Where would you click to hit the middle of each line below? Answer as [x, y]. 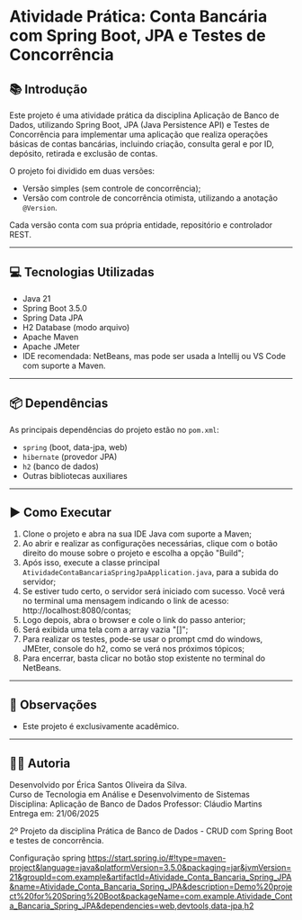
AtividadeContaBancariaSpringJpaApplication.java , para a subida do [150, 573]
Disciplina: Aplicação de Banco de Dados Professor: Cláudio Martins [136, 804]
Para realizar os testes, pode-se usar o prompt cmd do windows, [142, 639]
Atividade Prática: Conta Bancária [138, 17]
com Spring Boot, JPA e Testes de [138, 36]
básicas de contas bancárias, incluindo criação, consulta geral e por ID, [142, 144]
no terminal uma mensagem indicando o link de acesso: [125, 601]
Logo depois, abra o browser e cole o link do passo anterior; [134, 620]
